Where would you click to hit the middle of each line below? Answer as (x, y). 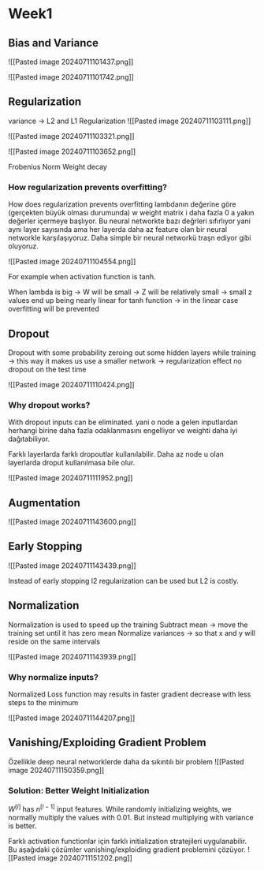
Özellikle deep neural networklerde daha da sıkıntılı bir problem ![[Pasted (126, 761)
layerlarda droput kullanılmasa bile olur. (72, 463)
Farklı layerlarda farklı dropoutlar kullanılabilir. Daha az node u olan (116, 454)
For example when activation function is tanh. (82, 277)
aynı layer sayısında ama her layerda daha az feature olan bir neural (117, 230)
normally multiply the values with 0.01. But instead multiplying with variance (131, 817)
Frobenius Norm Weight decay (58, 166)
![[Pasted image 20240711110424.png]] (72, 384)
